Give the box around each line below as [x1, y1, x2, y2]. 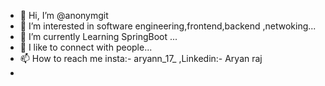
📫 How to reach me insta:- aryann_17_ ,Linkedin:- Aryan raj [19, 53, 263, 64]
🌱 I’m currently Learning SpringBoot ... [19, 31, 178, 42]
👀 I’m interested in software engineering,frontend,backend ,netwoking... [19, 20, 317, 32]
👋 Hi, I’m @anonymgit [19, 10, 109, 21]
